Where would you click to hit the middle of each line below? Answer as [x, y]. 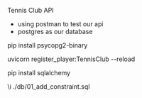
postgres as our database [55, 32]
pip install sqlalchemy [39, 73]
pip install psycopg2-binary [48, 45]
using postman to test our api [60, 24]
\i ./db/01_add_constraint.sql [49, 87]
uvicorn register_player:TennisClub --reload [71, 59]
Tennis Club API [31, 10]
